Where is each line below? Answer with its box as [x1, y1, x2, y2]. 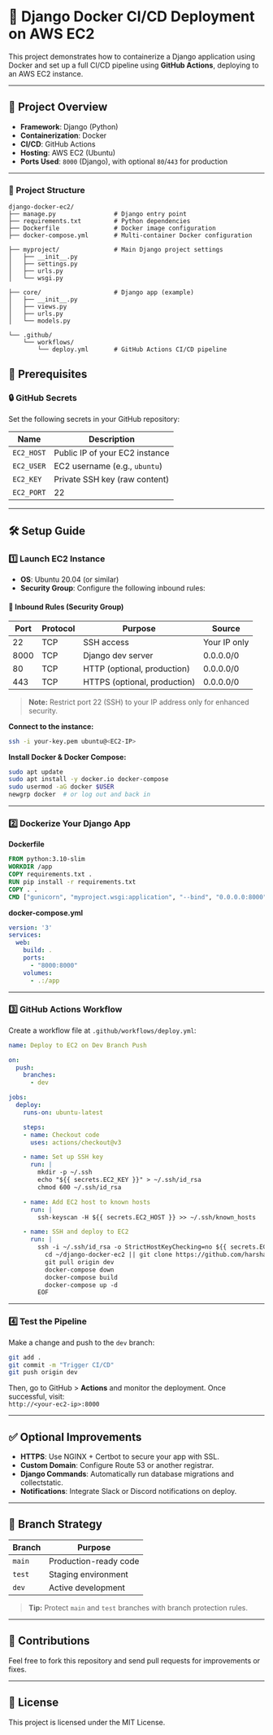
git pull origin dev [44, 1258, 115, 1266]
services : [8, 931, 42, 939]
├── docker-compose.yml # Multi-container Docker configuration [8, 231, 253, 239]
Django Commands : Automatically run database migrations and [19, 1469, 234, 1479]
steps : [23, 1123, 45, 1131]
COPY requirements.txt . [8, 871, 93, 879]
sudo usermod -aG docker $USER [8, 783, 115, 791]
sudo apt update [8, 767, 63, 776]
